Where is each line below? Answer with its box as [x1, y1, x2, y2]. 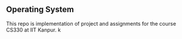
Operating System [6, 5, 75, 15]
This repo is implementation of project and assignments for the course [6, 20, 176, 27]
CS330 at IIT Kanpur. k [6, 26, 61, 33]
